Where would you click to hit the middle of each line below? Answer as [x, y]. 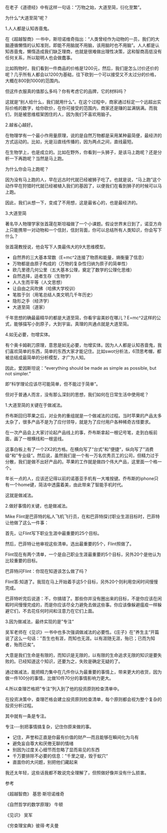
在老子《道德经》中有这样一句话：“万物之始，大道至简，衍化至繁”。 [75, 7]
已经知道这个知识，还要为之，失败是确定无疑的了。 [70, 661]
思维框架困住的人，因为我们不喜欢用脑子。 [70, 114]
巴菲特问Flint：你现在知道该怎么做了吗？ [46, 571]
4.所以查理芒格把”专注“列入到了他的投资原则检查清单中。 [63, 689]
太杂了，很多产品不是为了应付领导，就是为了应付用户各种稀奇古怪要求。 [79, 422]
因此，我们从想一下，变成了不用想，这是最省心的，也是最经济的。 [73, 203]
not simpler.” [18, 374]
